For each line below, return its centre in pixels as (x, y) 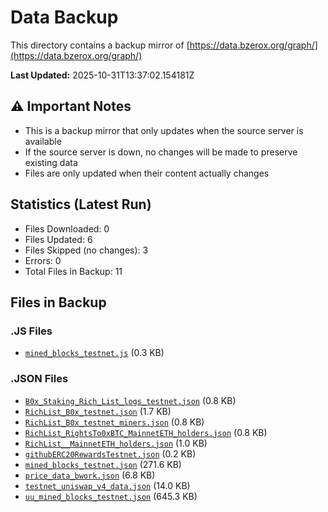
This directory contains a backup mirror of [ (100, 45)
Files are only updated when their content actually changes (147, 173)
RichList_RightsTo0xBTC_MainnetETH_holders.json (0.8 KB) (146, 432)
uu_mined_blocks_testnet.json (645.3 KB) (111, 496)
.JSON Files (39, 379)
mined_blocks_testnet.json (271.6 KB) (103, 464)
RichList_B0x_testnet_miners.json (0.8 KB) (114, 422)
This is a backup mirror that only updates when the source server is (164, 130)
